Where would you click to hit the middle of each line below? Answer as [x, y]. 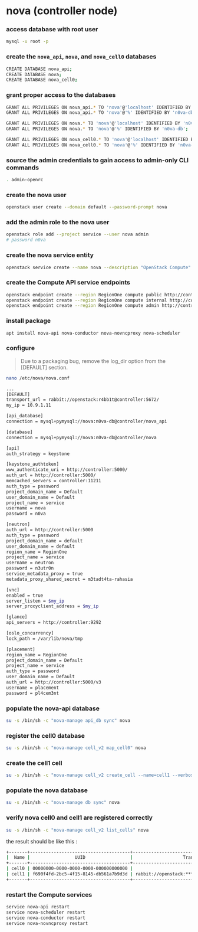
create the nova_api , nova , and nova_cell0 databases [81, 57]
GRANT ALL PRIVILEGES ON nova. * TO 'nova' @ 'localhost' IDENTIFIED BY [93, 123]
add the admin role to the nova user [58, 223]
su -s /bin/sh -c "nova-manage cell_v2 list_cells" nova [77, 830]
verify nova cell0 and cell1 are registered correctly [80, 817]
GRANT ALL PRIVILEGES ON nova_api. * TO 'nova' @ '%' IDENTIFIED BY [88, 113]
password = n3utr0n [30, 568]
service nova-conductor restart [46, 918]
